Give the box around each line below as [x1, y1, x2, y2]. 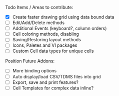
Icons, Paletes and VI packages [12, 42, 77, 48]
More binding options [12, 68, 56, 74]
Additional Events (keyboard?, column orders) [12, 25, 107, 32]
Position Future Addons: [5, 58, 55, 64]
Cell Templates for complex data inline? [12, 85, 94, 91]
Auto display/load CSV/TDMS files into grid [12, 73, 101, 79]
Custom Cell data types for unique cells [12, 48, 94, 54]
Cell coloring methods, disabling [12, 31, 79, 37]
